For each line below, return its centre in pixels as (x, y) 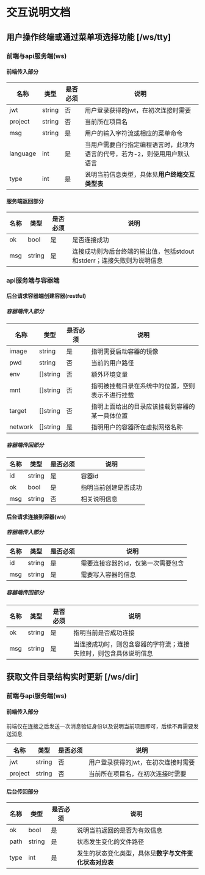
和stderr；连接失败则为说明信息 (117, 260)
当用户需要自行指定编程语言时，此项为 (140, 144)
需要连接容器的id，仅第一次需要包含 (132, 563)
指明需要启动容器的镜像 (125, 352)
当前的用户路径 (113, 363)
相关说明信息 (99, 499)
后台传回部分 (22, 792)
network (21, 427)
